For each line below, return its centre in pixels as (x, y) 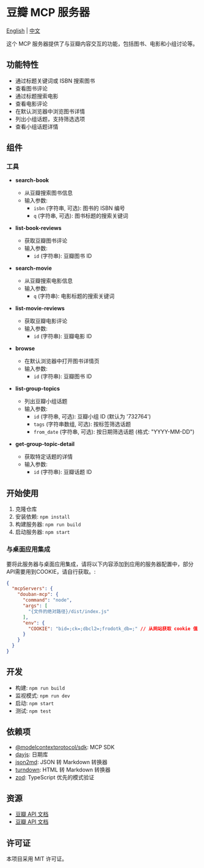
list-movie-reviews (40, 308)
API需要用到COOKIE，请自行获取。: (51, 571)
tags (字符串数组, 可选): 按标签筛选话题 (82, 424)
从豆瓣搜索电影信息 (49, 281)
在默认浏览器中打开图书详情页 (62, 361)
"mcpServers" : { (32, 589)
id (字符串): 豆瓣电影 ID (63, 336)
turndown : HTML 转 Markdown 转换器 (63, 770)
